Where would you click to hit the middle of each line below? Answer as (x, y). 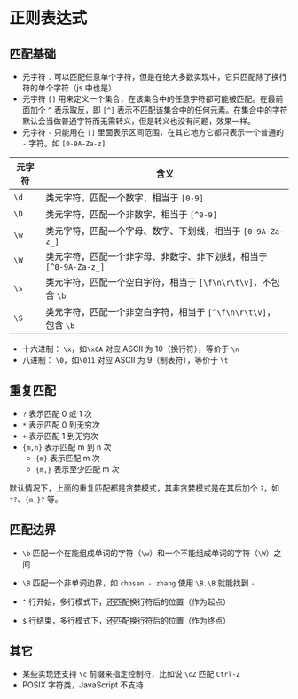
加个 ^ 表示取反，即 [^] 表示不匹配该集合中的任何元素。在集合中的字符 (159, 110)
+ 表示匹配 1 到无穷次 (60, 436)
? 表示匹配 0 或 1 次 (57, 413)
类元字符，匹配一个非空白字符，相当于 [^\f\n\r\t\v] (157, 312)
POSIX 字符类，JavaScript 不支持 (82, 685)
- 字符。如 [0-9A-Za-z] (64, 143)
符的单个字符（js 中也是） (69, 88)
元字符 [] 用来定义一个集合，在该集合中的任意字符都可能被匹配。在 (145, 99)
